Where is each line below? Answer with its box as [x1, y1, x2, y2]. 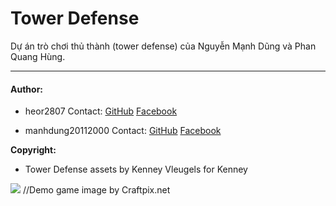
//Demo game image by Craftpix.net [22, 184, 171, 196]
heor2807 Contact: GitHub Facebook [24, 105, 178, 117]
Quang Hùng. [10, 50, 66, 62]
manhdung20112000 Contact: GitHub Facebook [24, 125, 222, 137]
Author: [10, 83, 44, 95]
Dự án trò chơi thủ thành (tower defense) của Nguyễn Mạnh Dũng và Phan [10, 40, 317, 52]
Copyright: [10, 144, 57, 156]
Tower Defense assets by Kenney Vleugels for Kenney [24, 163, 248, 176]
